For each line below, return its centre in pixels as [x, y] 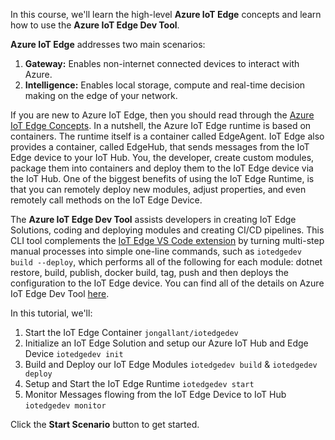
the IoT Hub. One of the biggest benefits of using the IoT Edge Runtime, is [162, 178]
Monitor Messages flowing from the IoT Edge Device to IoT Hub [155, 394]
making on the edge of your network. [101, 95]
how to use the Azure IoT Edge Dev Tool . [95, 25]
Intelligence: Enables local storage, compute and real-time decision [165, 85]
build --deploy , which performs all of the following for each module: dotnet [166, 262]
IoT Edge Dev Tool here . [60, 293]
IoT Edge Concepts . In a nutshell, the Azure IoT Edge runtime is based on [161, 125]
